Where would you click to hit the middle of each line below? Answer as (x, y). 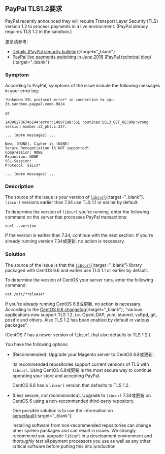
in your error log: (22, 91)
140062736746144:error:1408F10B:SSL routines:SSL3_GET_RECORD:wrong (77, 122)
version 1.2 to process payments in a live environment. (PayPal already (77, 26)
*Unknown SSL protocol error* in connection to (55, 100)
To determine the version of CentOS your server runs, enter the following (79, 279)
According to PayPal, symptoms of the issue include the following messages (82, 86)
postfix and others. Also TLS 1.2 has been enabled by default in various (77, 320)
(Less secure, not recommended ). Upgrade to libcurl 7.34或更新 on (82, 395)
